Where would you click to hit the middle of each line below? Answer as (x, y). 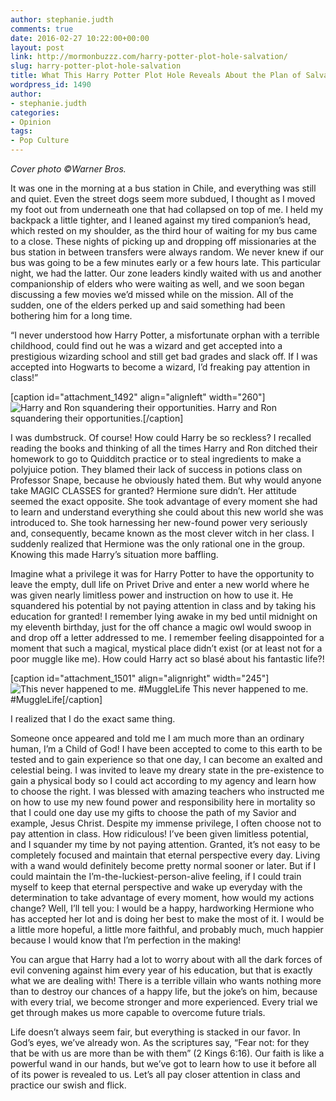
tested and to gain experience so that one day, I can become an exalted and (166, 759)
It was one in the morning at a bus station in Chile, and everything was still (163, 188)
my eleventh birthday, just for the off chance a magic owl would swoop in (161, 627)
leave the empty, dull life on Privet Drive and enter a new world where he (160, 584)
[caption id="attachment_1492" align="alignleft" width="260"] (138, 397)
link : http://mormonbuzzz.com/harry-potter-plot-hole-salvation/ (149, 57)
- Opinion (31, 122)
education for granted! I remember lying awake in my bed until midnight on (164, 616)
